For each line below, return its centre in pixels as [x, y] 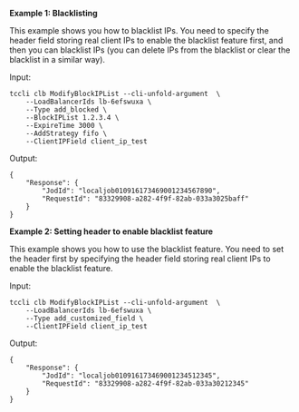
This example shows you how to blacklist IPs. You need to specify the [139, 30]
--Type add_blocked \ [66, 110]
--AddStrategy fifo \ [66, 133]
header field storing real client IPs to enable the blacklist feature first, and [146, 40]
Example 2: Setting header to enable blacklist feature [111, 231]
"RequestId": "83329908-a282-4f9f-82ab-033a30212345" [145, 384]
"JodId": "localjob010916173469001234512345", [131, 376]
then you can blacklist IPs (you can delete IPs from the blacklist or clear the [150, 50]
